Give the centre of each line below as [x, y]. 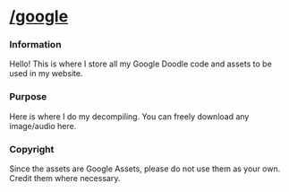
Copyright [32, 149]
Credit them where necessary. [65, 179]
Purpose [28, 97]
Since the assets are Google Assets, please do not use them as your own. [145, 169]
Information [35, 45]
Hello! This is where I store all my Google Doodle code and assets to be [141, 64]
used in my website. [46, 74]
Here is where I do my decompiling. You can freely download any [129, 116]
